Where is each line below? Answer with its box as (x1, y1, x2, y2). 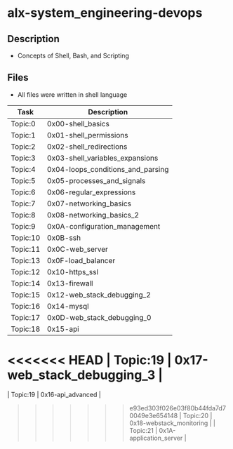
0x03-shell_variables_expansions (46, 153, 159, 163)
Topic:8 (11, 210, 36, 220)
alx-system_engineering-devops (7, 5, 203, 21)
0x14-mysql (46, 301, 89, 311)
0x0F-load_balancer (46, 255, 116, 265)
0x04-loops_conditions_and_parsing (46, 164, 169, 174)
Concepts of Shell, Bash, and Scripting (17, 51, 130, 60)
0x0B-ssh (46, 233, 81, 243)
